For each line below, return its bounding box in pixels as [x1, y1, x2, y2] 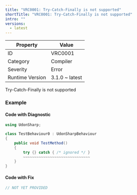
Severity [7, 66, 27, 73]
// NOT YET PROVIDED [5, 186, 48, 191]
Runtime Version [7, 74, 46, 81]
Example [5, 99, 27, 106]
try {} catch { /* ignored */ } [23, 150, 91, 155]
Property [16, 42, 38, 49]
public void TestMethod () [14, 140, 68, 145]
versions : [5, 21, 26, 26]
